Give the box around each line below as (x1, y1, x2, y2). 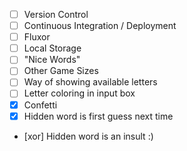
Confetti (23, 99, 58, 111)
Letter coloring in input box (23, 87, 136, 99)
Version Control (23, 9, 89, 20)
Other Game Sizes (23, 65, 99, 77)
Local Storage (23, 42, 82, 54)
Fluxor (23, 31, 51, 43)
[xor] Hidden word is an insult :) (23, 130, 154, 142)
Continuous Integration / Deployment (23, 20, 177, 32)
